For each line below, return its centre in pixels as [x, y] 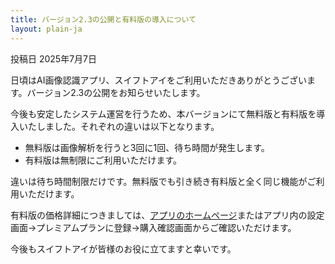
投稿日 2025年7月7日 [53, 58]
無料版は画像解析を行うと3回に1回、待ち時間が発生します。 [147, 147]
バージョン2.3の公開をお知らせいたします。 [116, 92]
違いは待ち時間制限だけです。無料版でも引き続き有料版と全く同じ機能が [159, 181]
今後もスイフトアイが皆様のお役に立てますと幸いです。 [123, 248]
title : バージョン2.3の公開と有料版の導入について [103, 19]
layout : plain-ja [46, 29]
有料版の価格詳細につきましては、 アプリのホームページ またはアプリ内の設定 [167, 215]
